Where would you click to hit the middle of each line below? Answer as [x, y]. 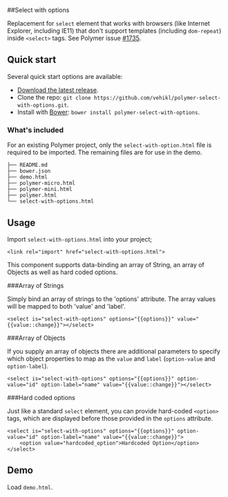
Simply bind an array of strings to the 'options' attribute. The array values [112, 299]
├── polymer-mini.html [40, 190]
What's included [36, 129]
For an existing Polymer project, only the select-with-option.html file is [110, 145]
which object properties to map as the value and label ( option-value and [111, 359]
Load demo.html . [30, 487]
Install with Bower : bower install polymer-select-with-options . [108, 112]
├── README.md [28, 165]
